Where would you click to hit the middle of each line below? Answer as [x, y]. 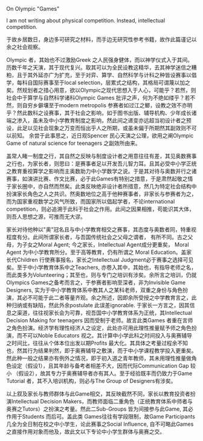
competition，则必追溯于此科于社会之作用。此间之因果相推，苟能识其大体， [100, 209]
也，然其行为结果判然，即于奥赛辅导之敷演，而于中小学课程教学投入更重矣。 [101, 350]
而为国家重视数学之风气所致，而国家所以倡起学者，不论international [91, 201]
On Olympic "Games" [33, 9]
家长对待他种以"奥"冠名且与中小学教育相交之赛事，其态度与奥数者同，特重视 [101, 229]
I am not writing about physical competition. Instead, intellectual [86, 20]
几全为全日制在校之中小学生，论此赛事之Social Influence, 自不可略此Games [100, 424]
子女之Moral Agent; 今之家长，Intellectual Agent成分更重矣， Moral [105, 244]
